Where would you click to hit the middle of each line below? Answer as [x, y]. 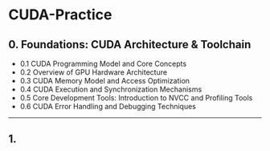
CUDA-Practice [60, 15]
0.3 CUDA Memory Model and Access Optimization [105, 81]
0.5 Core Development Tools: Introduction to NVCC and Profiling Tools [136, 98]
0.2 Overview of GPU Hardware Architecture [93, 72]
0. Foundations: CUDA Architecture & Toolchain [130, 45]
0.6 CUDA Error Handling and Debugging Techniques [108, 106]
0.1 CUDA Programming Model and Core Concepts [103, 63]
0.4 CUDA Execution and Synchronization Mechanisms [111, 89]
